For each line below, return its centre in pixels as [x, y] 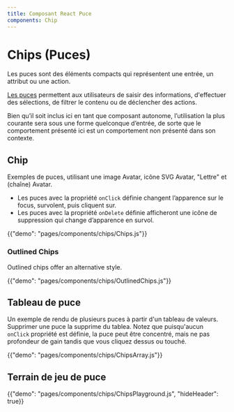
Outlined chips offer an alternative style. [65, 267]
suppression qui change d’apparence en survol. [86, 220]
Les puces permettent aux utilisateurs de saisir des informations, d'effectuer [117, 95]
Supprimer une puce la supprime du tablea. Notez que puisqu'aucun [106, 327]
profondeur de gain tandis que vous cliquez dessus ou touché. [97, 341]
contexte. [21, 138]
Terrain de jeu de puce [57, 377]
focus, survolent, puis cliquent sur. [67, 205]
